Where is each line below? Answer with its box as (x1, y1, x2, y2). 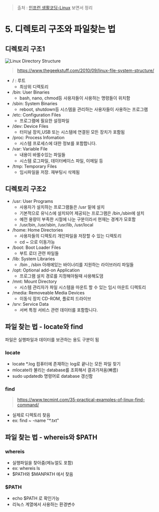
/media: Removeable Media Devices (12, 290, 85, 295)
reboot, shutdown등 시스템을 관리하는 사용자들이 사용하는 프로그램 (19, 106, 148, 112)
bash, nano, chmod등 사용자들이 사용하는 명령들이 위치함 (19, 95, 131, 101)
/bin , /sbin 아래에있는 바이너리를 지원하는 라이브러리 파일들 (19, 262, 134, 268)
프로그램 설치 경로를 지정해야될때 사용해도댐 (19, 273, 104, 279)
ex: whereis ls (12, 465, 40, 471)
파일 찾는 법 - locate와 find (5, 323, 83, 331)
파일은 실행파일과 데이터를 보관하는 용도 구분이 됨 (5, 337, 99, 342)
